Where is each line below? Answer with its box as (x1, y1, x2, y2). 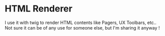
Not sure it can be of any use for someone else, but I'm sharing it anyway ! (5, 24, 160, 30)
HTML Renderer (5, 3, 73, 14)
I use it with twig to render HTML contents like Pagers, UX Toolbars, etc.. (5, 19, 156, 25)
